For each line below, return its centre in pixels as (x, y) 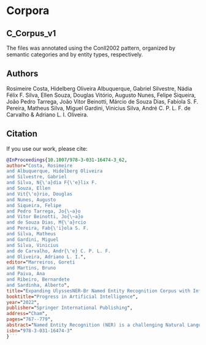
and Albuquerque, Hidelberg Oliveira (55, 171)
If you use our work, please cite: (47, 148)
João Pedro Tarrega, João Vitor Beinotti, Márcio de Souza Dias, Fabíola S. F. (102, 101)
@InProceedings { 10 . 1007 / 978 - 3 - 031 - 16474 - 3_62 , (67, 160)
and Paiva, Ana (26, 274)
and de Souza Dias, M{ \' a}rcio (46, 222)
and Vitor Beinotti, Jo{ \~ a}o (45, 217)
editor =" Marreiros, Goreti (41, 262)
